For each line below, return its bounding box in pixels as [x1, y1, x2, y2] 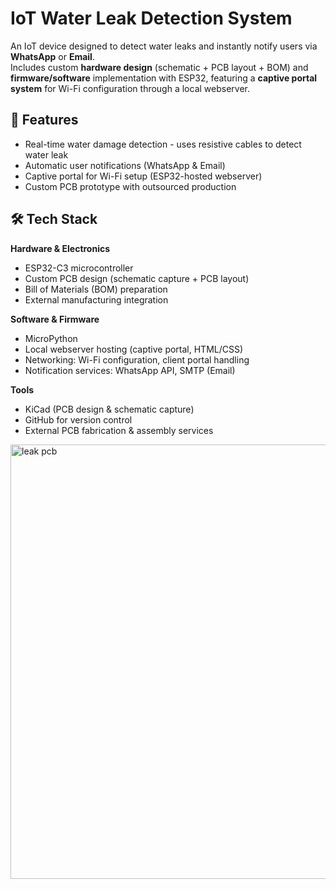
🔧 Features [10, 112, 79, 129]
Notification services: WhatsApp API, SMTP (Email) [24, 364, 236, 376]
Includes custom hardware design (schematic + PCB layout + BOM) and [10, 61, 309, 73]
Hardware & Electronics [10, 242, 111, 254]
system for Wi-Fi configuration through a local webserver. [10, 82, 250, 94]
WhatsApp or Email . [10, 50, 95, 62]
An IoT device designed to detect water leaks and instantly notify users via [10, 40, 318, 52]
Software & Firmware [10, 313, 100, 325]
